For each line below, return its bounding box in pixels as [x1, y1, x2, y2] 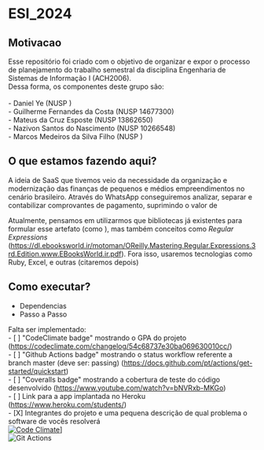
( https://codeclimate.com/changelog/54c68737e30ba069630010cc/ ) [8, 341, 233, 350]
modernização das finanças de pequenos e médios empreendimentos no [8, 184, 245, 193]
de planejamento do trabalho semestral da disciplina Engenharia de [8, 65, 226, 75]
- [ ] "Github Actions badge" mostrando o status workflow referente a [8, 349, 233, 359]
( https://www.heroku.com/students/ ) [8, 400, 127, 409]
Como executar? [8, 280, 91, 294]
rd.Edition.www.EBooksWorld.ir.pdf [8, 249, 122, 258]
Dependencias [19, 301, 67, 310]
